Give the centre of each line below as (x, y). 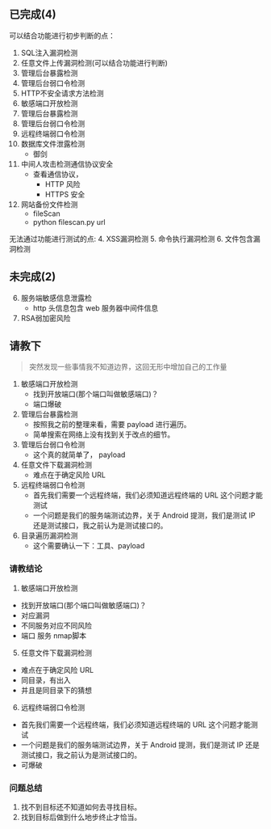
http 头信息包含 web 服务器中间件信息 (96, 308)
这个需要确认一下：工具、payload (89, 546)
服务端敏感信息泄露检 (56, 298)
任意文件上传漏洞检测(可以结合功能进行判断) (94, 62)
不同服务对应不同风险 (56, 625)
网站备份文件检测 (49, 204)
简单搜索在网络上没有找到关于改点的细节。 (104, 434)
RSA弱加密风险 (46, 318)
